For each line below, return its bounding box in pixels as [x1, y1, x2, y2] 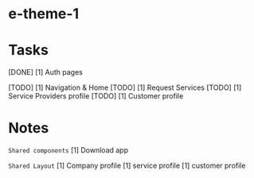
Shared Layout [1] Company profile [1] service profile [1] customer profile [8, 161, 246, 171]
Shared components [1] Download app [8, 145, 129, 155]
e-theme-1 [8, 5, 80, 23]
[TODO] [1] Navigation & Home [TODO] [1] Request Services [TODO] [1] [8, 83, 242, 92]
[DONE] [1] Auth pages [8, 68, 84, 77]
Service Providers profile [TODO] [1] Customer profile [8, 91, 184, 101]
